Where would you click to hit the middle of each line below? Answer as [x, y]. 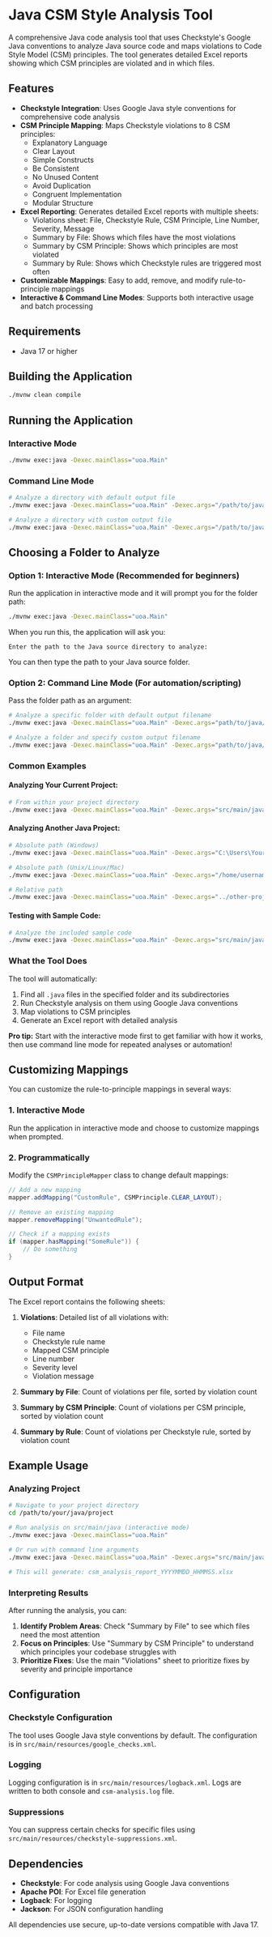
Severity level [55, 1367]
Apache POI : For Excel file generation [83, 1892]
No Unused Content [65, 177]
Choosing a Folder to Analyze [84, 553]
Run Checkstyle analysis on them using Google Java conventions [129, 1003]
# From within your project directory [74, 802]
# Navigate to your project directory [74, 1505]
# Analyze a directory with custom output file [90, 520]
